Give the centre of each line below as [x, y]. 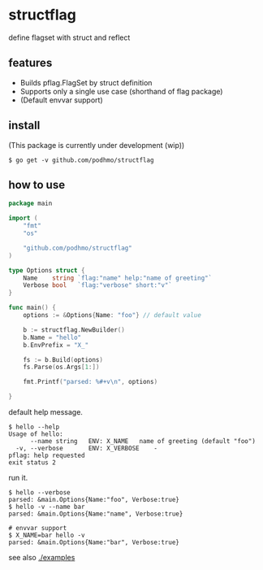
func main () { [32, 308]
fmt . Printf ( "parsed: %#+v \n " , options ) [91, 382]
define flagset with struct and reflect [69, 37]
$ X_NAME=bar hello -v [47, 535]
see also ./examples [42, 557]
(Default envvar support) [61, 100]
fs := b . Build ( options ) [63, 359]
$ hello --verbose [39, 493]
